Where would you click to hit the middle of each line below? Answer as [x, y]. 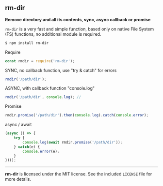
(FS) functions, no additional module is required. [53, 34]
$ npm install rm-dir [27, 43]
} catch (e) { [27, 147]
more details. [18, 179]
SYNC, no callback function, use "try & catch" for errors [61, 70]
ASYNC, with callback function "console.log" [50, 88]
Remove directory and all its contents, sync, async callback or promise [78, 19]
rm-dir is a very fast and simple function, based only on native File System [80, 29]
